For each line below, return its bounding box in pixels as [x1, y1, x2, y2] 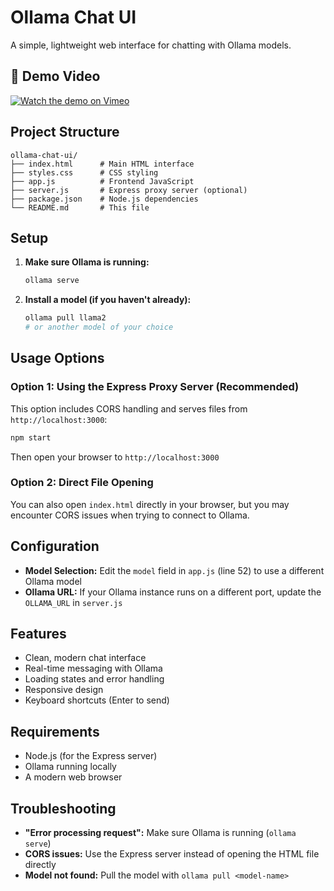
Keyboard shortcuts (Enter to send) [24, 694, 170, 706]
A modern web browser [24, 771, 123, 783]
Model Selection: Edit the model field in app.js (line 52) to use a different [24, 564, 325, 576]
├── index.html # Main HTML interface [10, 159, 195, 169]
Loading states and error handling [24, 673, 165, 685]
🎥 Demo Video [10, 68, 101, 85]
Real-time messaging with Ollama [24, 662, 163, 675]
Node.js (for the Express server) [24, 750, 158, 762]
